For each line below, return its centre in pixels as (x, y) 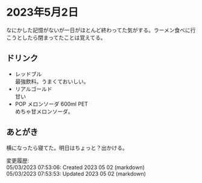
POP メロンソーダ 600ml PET (52, 104)
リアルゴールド (33, 89)
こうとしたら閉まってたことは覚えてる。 (56, 37)
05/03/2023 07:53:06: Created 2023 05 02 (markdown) (75, 167)
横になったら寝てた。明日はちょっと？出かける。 (67, 148)
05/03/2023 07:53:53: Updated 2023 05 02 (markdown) (76, 173)
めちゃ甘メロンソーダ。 (44, 111)
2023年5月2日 (43, 12)
